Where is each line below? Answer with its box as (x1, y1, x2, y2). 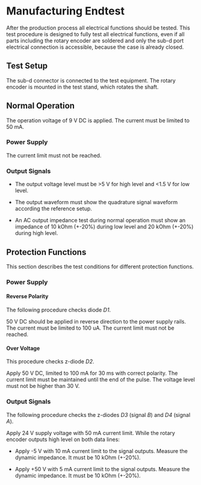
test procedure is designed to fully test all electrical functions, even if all (6, 30, 185, 37)
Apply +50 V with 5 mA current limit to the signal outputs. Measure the (14, 465, 190, 472)
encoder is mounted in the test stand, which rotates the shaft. (6, 83, 159, 90)
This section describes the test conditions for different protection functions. (6, 263, 194, 270)
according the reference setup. (14, 205, 92, 212)
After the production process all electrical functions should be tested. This (6, 24, 191, 31)
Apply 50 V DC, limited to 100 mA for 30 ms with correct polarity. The (6, 369, 178, 377)
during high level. (14, 230, 58, 237)
